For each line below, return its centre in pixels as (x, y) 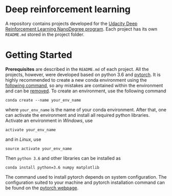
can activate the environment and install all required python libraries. (78, 115)
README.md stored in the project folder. (45, 34)
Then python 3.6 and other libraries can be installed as (63, 158)
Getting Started (39, 55)
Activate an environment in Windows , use (49, 120)
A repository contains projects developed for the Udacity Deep (71, 23)
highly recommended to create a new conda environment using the (76, 80)
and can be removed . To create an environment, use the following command (86, 91)
